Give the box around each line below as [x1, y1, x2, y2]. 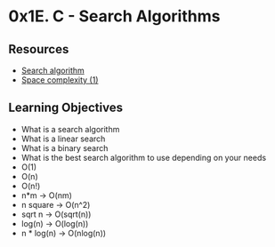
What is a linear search [20, 133, 106, 144]
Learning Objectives [8, 100, 124, 116]
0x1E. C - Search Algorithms [8, 6, 221, 27]
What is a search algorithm [20, 123, 120, 134]
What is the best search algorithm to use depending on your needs [20, 152, 267, 163]
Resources [8, 42, 69, 57]
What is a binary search [20, 142, 109, 153]
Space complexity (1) [20, 75, 99, 85]
